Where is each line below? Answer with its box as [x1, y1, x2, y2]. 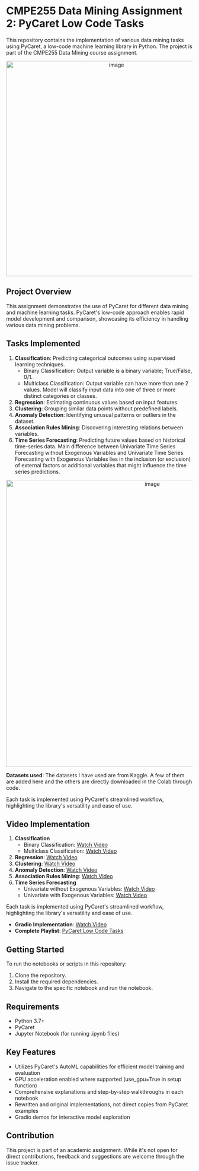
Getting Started [6, 944, 65, 954]
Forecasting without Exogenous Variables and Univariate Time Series [14, 449, 184, 456]
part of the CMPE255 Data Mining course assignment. [6, 49, 138, 56]
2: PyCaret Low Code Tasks [6, 17, 145, 30]
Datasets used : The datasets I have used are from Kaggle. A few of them [6, 771, 185, 778]
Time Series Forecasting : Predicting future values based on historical [14, 436, 185, 444]
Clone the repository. [14, 972, 66, 979]
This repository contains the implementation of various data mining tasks [6, 36, 184, 43]
